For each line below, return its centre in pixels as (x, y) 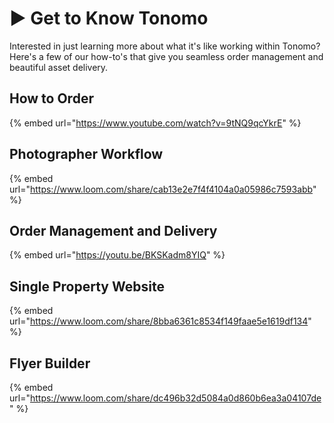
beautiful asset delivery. (59, 67)
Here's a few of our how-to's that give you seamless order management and (166, 56)
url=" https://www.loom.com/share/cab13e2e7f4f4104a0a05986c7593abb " (163, 189)
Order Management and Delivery (113, 230)
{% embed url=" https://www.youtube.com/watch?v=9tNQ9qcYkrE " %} (155, 123)
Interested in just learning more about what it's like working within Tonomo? (165, 46)
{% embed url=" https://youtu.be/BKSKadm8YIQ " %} (117, 255)
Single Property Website (87, 286)
